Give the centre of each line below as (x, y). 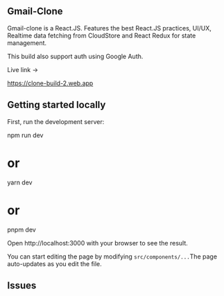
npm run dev (25, 135)
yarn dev (20, 182)
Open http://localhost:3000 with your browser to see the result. (98, 243)
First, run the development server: (56, 121)
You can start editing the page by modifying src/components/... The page (112, 256)
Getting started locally (57, 105)
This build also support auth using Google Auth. (75, 56)
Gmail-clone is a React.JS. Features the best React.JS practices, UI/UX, (109, 28)
